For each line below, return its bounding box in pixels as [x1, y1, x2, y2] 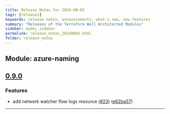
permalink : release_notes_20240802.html [5, 31, 92, 36]
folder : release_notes [5, 36, 53, 41]
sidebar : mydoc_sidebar [5, 26, 56, 31]
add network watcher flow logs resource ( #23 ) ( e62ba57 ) [12, 98, 133, 104]
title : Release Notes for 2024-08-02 [5, 7, 85, 13]
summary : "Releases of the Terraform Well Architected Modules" [5, 21, 144, 27]
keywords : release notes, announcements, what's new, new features [5, 17, 151, 22]
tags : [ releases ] [5, 12, 42, 17]
